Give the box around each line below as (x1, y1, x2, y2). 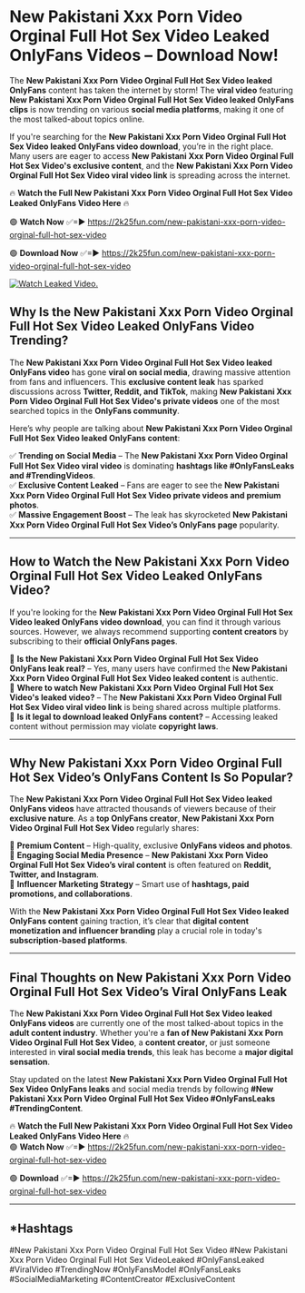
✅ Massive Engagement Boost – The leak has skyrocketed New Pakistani (9, 508, 288, 519)
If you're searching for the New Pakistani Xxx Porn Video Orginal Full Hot (9, 131, 287, 142)
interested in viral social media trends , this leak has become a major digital (9, 1047, 293, 1058)
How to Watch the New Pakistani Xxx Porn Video (9, 554, 290, 569)
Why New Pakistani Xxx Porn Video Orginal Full (9, 755, 283, 771)
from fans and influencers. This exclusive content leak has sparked (9, 376, 264, 387)
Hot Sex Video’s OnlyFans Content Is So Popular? (9, 769, 293, 785)
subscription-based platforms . (9, 935, 128, 946)
